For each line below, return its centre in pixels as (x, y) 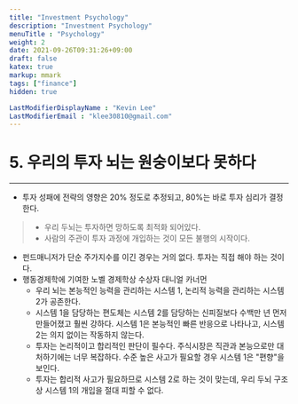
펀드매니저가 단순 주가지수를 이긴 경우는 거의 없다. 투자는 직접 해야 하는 (145, 257)
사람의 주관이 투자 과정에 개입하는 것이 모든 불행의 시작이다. (147, 238)
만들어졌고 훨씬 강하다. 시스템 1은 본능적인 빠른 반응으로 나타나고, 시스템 (160, 324)
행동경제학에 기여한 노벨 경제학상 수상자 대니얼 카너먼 (114, 280)
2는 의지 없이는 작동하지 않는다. (90, 335)
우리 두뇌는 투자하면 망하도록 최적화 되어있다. (122, 227)
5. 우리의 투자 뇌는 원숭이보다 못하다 (133, 163)
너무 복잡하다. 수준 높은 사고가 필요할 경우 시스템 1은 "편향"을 (179, 357)
